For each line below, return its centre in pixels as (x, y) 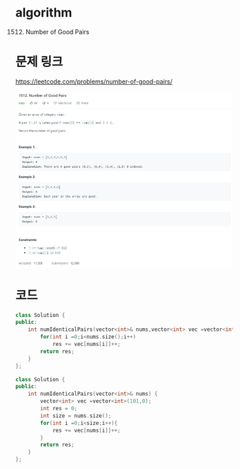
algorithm (44, 13)
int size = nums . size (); (76, 416)
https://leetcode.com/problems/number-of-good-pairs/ (94, 82)
